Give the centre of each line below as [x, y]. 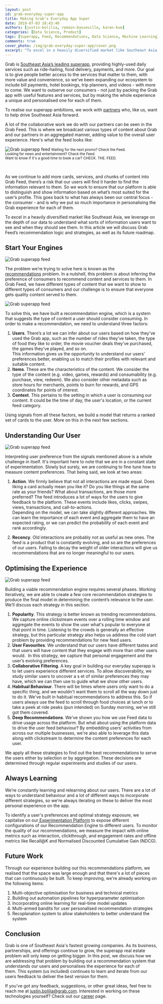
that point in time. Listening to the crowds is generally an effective [78, 630]
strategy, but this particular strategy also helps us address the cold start [84, 634]
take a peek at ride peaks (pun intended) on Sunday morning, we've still [84, 707]
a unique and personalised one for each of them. [54, 100]
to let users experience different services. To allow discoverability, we [82, 671]
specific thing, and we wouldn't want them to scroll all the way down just [85, 691]
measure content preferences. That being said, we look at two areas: [74, 472]
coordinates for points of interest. [45, 390]
